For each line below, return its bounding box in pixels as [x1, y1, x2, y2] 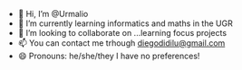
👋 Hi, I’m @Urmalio [17, 9, 89, 19]
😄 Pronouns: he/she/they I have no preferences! [17, 50, 200, 61]
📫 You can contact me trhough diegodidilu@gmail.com [17, 38, 226, 48]
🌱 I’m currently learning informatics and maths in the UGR [17, 18, 233, 29]
